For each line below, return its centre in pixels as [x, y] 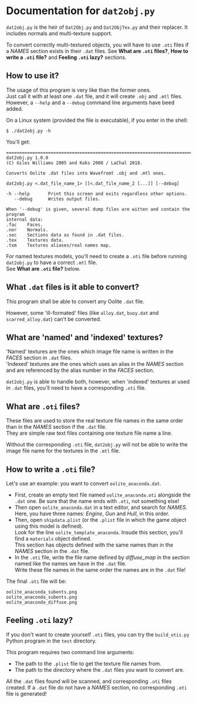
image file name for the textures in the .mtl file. [63, 451]
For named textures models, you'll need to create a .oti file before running [96, 256]
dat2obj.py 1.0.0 [27, 158]
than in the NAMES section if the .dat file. [57, 427]
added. [15, 109]
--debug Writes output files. [57, 199]
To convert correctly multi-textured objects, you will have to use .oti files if [97, 45]
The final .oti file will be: [36, 581]
